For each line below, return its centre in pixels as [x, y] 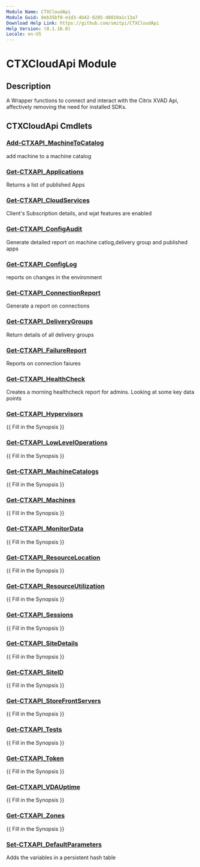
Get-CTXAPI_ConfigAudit [44, 229]
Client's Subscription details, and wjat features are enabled [79, 214]
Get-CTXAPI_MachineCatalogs [52, 471]
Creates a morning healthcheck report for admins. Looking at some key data [100, 392]
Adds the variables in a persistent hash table [61, 857]
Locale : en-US [24, 34]
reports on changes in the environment [54, 277]
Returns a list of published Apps [46, 185]
